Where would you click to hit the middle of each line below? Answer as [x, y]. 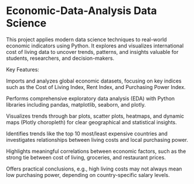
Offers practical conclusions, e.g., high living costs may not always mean [94, 169]
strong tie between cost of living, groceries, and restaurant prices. [86, 157]
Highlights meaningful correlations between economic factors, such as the [96, 151]
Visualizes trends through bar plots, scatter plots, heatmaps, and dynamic [95, 116]
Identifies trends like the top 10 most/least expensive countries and [87, 134]
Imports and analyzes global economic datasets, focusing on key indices [94, 81]
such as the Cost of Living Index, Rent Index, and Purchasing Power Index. [96, 87]
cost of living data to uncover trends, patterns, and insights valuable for [92, 52]
